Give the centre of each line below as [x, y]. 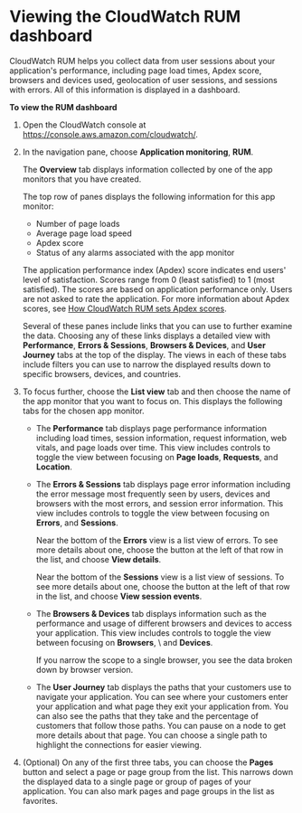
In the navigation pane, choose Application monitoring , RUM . [138, 152]
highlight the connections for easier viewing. [118, 744]
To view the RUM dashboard [63, 107]
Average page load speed [84, 233]
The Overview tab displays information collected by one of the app [147, 169]
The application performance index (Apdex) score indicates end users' [154, 269]
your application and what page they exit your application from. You [162, 706]
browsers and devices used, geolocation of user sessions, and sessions [143, 80]
